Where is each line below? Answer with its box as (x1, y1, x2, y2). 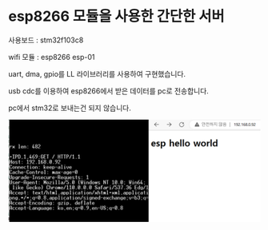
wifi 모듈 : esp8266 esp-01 (8, 52, 95, 61)
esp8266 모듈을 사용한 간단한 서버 (8, 7, 226, 26)
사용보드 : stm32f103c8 (8, 35, 84, 45)
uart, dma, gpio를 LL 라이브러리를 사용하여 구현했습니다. (8, 69, 186, 78)
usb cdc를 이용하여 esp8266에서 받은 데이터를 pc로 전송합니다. (8, 85, 210, 96)
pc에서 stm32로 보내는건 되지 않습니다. (8, 103, 132, 113)
